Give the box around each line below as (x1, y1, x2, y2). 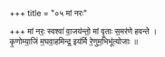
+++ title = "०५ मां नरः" (9, 8, 88, 18)
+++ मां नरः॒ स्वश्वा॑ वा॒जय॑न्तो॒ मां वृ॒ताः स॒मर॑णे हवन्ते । (9, 26, 158, 36)
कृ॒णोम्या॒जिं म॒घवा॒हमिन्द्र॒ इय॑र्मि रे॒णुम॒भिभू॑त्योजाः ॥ (9, 36, 139, 46)
